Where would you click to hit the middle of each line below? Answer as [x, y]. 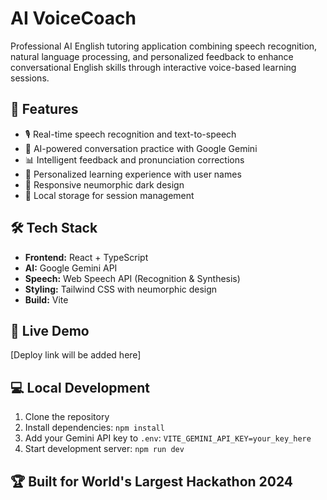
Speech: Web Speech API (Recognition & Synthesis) [132, 278]
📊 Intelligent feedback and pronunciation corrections [134, 159]
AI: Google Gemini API [71, 268]
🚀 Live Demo [50, 330]
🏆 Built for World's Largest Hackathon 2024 [152, 481]
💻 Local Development [80, 387]
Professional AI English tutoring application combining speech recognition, [164, 46]
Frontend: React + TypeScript [86, 257]
